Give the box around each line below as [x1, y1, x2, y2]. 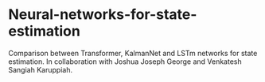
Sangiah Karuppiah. [8, 65, 73, 74]
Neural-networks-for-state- [8, 6, 197, 24]
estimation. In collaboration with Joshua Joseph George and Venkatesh [8, 57, 242, 66]
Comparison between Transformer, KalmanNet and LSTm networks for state [8, 48, 258, 58]
